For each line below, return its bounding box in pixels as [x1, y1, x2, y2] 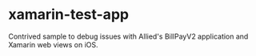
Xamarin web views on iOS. [8, 39, 98, 49]
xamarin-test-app [8, 6, 130, 24]
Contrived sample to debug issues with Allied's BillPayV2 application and [8, 32, 249, 41]
